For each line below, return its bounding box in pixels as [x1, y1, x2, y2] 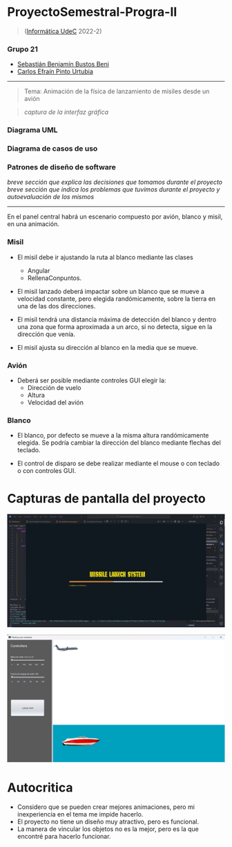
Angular [27, 266, 50, 274]
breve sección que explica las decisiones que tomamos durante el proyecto [7, 178, 223, 187]
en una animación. [7, 220, 60, 228]
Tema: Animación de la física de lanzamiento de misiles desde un [23, 87, 210, 95]
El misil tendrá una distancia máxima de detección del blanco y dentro [17, 315, 217, 324]
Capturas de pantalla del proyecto [7, 491, 206, 507]
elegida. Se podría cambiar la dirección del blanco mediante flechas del [17, 438, 221, 447]
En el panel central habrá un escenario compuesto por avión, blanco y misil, [7, 212, 223, 221]
